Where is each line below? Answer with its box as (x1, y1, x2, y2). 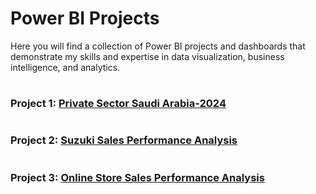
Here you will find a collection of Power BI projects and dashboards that (10, 40, 306, 52)
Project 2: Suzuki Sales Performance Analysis (10, 133, 238, 147)
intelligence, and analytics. (10, 61, 121, 73)
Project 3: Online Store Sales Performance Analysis (10, 170, 265, 184)
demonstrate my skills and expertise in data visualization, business (10, 50, 285, 62)
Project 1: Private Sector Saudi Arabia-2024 (10, 97, 227, 111)
